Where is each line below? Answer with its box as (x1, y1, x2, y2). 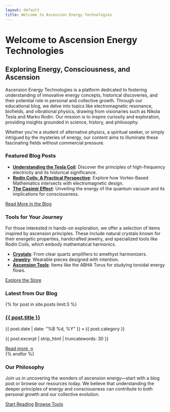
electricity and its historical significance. (12, 169, 97, 175)
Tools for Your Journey (5, 213, 63, 220)
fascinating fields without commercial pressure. (5, 139, 105, 145)
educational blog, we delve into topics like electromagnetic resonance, (5, 103, 153, 109)
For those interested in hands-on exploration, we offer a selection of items (5, 225, 160, 231)
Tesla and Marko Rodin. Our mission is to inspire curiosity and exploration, (5, 113, 160, 120)
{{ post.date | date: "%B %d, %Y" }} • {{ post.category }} (5, 326, 125, 332)
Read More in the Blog (5, 200, 52, 207)
